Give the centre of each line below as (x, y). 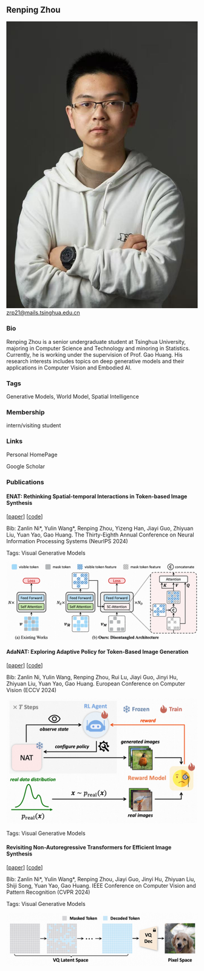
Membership (25, 412)
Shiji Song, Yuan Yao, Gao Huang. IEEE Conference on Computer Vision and (101, 885)
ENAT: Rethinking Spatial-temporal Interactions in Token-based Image (97, 496)
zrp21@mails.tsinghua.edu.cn (43, 313)
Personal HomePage (32, 455)
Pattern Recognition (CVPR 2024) (48, 892)
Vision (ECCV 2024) (31, 690)
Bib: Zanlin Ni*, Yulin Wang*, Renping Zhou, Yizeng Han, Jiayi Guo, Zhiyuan (100, 528)
